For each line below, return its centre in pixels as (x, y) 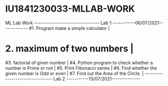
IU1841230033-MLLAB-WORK (70, 9)
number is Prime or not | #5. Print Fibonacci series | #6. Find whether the (81, 68)
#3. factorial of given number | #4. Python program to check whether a (79, 62)
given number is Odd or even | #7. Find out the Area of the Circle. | (74, 73)
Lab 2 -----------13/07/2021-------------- (97, 78)
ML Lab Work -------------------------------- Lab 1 (58, 23)
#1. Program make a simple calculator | (69, 28)
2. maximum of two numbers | (70, 49)
